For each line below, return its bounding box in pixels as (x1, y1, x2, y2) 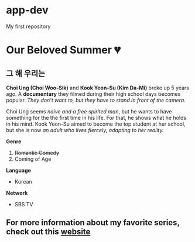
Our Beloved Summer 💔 (6, 43, 121, 57)
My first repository (6, 23, 51, 30)
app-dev (6, 4, 49, 17)
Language (6, 167, 31, 174)
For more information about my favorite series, (6, 217, 180, 228)
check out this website (6, 227, 91, 237)
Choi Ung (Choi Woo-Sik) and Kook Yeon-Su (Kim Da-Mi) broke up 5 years (6, 84, 189, 91)
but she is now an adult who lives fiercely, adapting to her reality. (6, 126, 164, 133)
